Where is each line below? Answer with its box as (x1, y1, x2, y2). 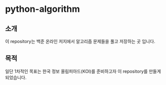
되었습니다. (5, 74, 27, 80)
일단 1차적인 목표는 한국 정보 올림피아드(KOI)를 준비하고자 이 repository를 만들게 (5, 68, 161, 74)
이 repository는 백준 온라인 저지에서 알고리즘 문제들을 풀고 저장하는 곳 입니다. (5, 39, 156, 44)
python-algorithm (5, 3, 80, 15)
